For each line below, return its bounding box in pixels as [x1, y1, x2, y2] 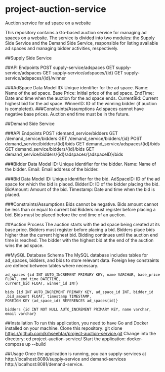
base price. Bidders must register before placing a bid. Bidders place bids [5, 227, 155, 233]
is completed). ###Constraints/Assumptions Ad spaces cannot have [5, 106, 144, 112]
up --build [25, 341, 46, 347]
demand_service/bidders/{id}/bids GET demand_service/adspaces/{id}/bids [5, 140, 160, 147]
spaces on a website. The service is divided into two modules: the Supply [5, 35, 155, 41]
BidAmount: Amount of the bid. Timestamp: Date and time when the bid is [5, 186, 155, 192]
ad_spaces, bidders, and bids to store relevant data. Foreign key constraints [5, 257, 160, 263]
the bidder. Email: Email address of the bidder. [5, 166, 99, 172]
